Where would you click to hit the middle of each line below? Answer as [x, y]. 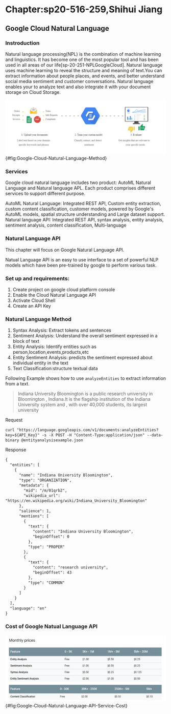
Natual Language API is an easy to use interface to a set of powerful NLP [82, 259]
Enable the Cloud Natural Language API [54, 295]
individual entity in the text [41, 363]
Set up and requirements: [38, 278]
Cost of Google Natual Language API [52, 626]
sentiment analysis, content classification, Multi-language [66, 225]
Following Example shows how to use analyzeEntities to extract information [86, 378]
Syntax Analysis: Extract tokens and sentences [62, 330]
